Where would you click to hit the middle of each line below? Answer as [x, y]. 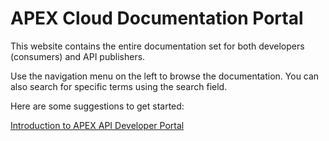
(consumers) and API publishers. [78, 56]
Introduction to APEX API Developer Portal [97, 125]
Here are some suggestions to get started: [97, 106]
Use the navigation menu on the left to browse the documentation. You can [165, 76]
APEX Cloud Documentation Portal [157, 18]
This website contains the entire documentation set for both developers [157, 46]
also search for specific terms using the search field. [119, 86]
